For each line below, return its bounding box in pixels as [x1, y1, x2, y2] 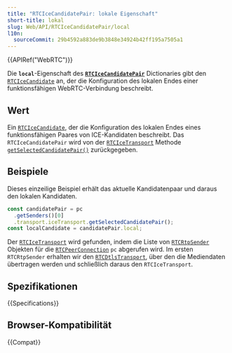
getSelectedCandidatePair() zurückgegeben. [7, 145, 138, 154]
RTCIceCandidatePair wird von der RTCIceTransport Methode [7, 138, 182, 146]
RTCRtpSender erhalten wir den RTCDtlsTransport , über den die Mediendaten [7, 253, 226, 261]
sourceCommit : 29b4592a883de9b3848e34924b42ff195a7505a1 [13, 36, 184, 44]
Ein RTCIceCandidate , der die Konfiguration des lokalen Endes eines [7, 123, 201, 131]
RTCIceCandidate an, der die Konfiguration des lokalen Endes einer [7, 76, 198, 85]
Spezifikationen [7, 280, 79, 292]
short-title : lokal [7, 17, 64, 24]
